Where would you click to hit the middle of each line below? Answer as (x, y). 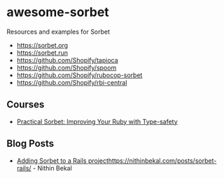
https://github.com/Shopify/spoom (66, 67)
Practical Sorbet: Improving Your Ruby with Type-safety (97, 121)
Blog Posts (30, 144)
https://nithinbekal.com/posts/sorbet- (162, 160)
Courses (26, 105)
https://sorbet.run (42, 53)
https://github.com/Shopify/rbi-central (72, 82)
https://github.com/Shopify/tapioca (67, 60)
